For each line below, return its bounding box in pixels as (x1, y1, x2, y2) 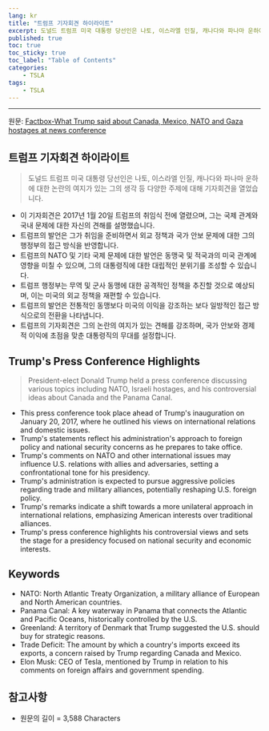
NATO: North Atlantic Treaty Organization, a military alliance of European (19, 588, 260, 598)
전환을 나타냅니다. (47, 311, 104, 320)
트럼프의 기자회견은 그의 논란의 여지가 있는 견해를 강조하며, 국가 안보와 (19, 321, 240, 331)
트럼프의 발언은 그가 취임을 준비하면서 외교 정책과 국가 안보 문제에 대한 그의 (19, 231, 255, 240)
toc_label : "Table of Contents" (8, 57, 116, 65)
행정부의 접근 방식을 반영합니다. (19, 241, 118, 251)
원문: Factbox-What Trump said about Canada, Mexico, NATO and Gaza (8, 117, 243, 127)
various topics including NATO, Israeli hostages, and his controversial (27, 384, 257, 393)
